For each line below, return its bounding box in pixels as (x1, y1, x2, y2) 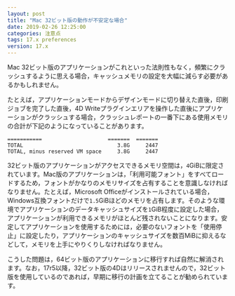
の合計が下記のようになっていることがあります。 (7, 122, 148, 130)
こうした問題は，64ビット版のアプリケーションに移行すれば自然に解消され (7, 255, 224, 263)
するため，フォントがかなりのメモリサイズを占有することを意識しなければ (13, 179, 228, 187)
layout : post (7, 10, 46, 18)
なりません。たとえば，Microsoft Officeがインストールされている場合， (7, 187, 214, 196)
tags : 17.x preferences (7, 36, 77, 43)
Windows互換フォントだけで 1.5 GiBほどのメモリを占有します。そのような (7, 196, 220, 204)
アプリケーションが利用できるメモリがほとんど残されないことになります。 (7, 214, 222, 222)
